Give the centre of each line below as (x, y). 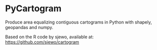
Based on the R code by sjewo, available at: (50, 37)
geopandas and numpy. (29, 27)
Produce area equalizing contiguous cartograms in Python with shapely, (78, 22)
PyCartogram (33, 9)
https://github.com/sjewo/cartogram (42, 42)
